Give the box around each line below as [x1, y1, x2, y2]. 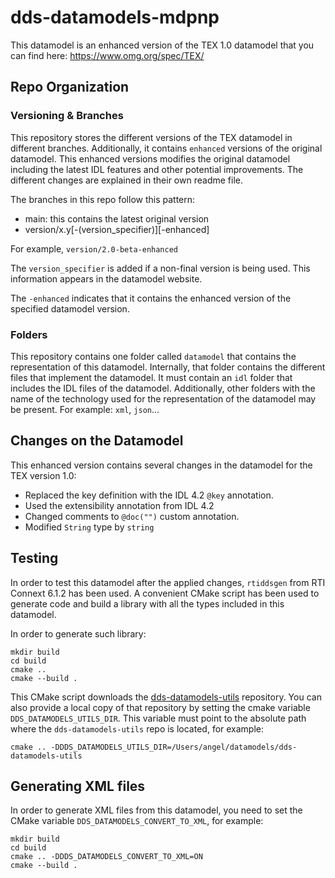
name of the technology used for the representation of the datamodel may [10, 392, 317, 405]
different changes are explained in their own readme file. [10, 174, 243, 186]
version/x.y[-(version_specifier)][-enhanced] [24, 223, 210, 235]
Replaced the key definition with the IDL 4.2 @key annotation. [24, 489, 274, 501]
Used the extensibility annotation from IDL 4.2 [24, 499, 215, 511]
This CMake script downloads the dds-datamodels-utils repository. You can [10, 691, 322, 703]
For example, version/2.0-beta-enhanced [10, 242, 179, 255]
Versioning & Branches [10, 109, 124, 123]
